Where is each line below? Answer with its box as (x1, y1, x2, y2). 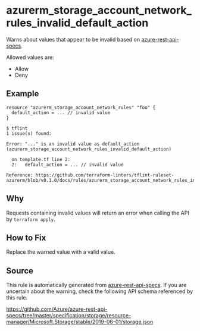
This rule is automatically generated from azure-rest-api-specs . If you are (6, 282, 187, 289)
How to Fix (6, 232, 46, 242)
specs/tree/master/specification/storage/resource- (6, 312, 132, 319)
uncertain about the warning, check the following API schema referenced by (6, 288, 193, 295)
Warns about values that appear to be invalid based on (6, 36, 140, 43)
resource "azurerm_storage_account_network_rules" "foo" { (6, 105, 156, 111)
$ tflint (6, 125, 28, 131)
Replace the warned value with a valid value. (6, 248, 115, 256)
